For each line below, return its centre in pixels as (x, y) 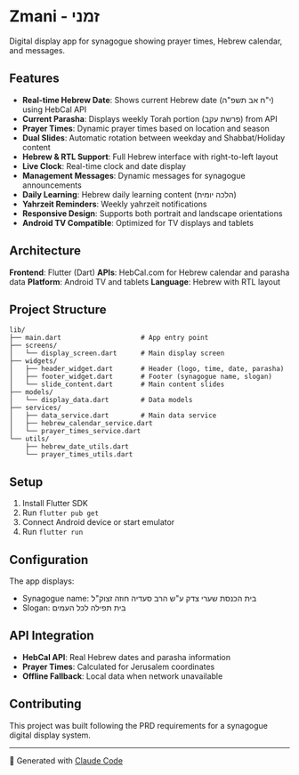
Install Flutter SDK (55, 504)
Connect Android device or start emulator (98, 522)
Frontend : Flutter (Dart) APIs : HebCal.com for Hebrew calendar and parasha (149, 272)
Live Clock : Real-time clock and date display (104, 165)
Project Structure (58, 309)
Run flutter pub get (61, 513)
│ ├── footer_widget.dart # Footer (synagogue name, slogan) (141, 377)
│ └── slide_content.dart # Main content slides (117, 384)
